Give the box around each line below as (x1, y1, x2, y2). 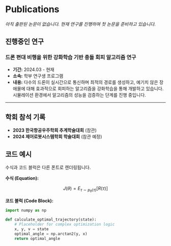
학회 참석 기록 (5, 113, 46, 121)
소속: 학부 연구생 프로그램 (12, 73, 64, 79)
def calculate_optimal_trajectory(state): (5, 217, 97, 222)
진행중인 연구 (5, 37, 44, 46)
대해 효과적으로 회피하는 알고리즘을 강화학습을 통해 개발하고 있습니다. (26, 85, 164, 91)
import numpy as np (5, 208, 47, 213)
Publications (5, 4, 60, 15)
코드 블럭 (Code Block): (5, 198, 53, 204)
